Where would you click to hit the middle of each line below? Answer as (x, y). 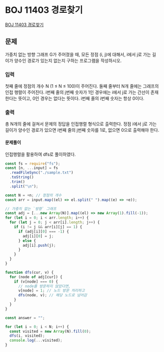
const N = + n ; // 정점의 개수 (33, 195)
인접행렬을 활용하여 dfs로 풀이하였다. (41, 154)
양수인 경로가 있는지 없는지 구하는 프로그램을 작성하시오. (68, 60)
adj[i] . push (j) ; (39, 245)
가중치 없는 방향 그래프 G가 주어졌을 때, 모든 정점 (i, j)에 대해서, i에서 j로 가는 (78, 54)
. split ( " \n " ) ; (24, 186)
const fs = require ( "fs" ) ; (33, 163)
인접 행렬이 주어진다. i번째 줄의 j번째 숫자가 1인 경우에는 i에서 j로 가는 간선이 (77, 92)
